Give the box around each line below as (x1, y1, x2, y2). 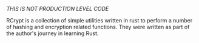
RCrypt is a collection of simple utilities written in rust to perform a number (6, 17, 193, 24)
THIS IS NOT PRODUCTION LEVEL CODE (6, 5, 109, 12)
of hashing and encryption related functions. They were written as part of (6, 24, 190, 30)
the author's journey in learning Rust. (6, 30, 99, 37)
